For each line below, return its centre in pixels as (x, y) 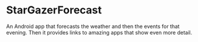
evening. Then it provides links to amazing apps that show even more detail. (99, 32)
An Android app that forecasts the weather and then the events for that (93, 26)
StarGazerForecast (54, 10)
